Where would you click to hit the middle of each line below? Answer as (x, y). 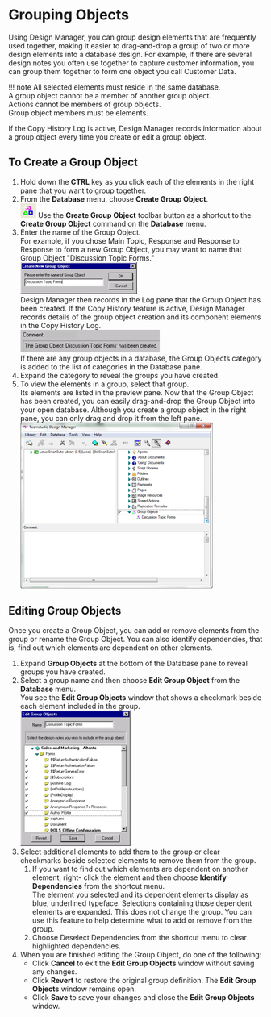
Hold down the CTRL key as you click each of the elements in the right (137, 181)
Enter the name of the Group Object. (80, 232)
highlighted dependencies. (76, 946)
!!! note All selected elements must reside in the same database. (115, 87)
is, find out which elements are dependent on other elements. (110, 648)
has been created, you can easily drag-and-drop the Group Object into (138, 401)
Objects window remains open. (84, 989)
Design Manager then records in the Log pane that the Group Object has (140, 299)
